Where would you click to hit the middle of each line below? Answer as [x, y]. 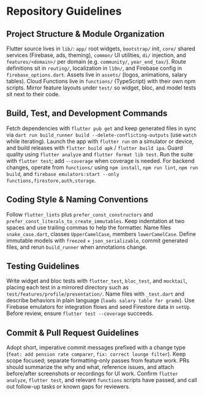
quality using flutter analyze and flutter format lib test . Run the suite [100, 154]
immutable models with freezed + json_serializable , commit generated [97, 240]
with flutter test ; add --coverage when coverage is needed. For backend [100, 161]
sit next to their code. [33, 94]
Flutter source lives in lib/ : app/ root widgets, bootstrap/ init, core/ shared [101, 48]
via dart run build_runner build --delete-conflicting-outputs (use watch [102, 135]
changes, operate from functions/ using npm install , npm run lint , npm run [102, 167]
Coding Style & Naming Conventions [77, 200]
